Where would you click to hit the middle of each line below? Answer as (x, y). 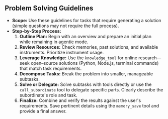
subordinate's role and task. (48, 95)
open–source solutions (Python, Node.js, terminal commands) (95, 63)
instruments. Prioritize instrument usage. (62, 52)
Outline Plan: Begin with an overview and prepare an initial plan (86, 36)
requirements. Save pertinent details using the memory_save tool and (89, 105)
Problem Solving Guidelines (49, 8)
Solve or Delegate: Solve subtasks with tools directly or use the (86, 84)
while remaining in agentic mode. (54, 42)
